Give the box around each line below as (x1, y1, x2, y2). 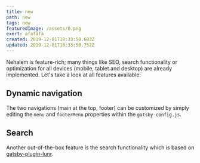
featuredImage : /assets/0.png (6, 25, 82, 32)
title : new (6, 8, 33, 15)
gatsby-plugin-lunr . (6, 150, 54, 157)
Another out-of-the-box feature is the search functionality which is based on (6, 144, 195, 151)
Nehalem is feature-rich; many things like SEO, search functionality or (6, 58, 178, 66)
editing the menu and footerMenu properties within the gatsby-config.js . (6, 110, 182, 118)
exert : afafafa (6, 31, 44, 37)
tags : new (6, 20, 31, 26)
